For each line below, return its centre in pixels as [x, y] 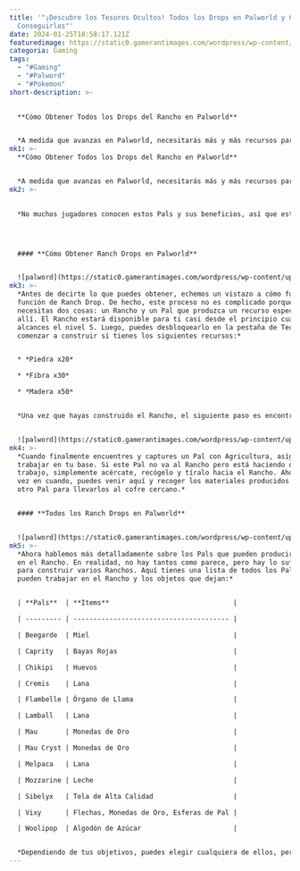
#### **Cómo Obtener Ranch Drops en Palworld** [108, 254]
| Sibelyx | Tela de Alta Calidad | [128, 796]
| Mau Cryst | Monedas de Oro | [128, 748]
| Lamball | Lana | [128, 716]
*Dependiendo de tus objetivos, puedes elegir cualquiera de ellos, [147, 853]
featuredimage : [37, 42]
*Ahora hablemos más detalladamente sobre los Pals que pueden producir [155, 554]
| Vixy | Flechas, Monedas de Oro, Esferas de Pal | [128, 812]
